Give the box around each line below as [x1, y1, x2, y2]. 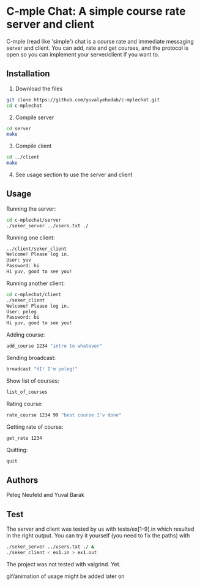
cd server [6, 125, 32, 131]
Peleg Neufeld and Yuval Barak [6, 491, 84, 499]
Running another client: [6, 279, 65, 287]
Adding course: [6, 331, 45, 338]
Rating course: [6, 400, 43, 407]
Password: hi [6, 263, 40, 269]
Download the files [15, 85, 63, 92]
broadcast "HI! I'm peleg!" [6, 366, 78, 372]
